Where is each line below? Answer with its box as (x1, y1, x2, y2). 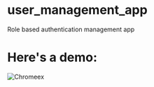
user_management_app (7, 2, 148, 18)
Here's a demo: (7, 49, 98, 65)
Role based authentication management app (7, 25, 135, 33)
